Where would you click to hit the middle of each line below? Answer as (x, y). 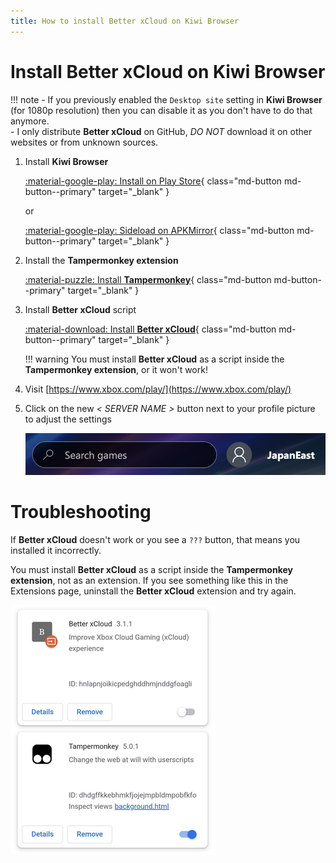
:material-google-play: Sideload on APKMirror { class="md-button (159, 230)
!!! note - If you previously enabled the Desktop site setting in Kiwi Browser (166, 99)
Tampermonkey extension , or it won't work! (116, 369)
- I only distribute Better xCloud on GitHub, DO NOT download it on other (161, 131)
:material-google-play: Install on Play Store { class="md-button (153, 181)
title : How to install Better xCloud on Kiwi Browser (125, 21)
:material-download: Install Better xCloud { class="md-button (150, 329)
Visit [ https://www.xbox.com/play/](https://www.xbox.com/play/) (158, 389)
